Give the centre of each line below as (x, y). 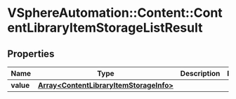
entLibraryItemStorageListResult (105, 28)
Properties (31, 54)
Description (200, 73)
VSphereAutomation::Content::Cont (115, 13)
